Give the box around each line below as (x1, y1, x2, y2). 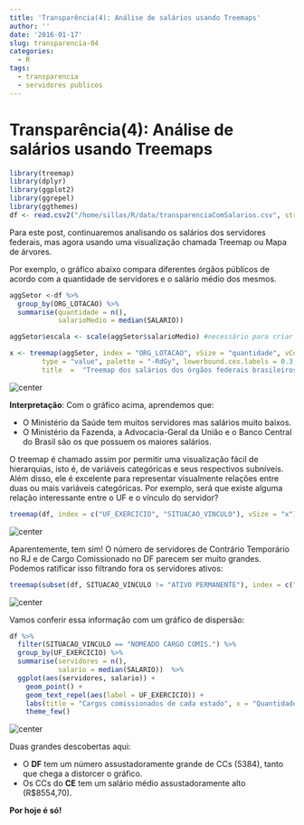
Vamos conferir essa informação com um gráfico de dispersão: (9, 614, 245, 625)
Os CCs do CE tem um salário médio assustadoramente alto (22, 778, 246, 789)
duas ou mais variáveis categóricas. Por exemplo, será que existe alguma (9, 482, 283, 493)
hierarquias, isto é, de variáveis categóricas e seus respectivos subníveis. (9, 463, 284, 474)
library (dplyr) (9, 177, 67, 186)
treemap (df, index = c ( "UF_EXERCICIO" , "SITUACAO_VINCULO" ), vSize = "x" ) (9, 509, 298, 518)
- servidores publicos (17, 81, 103, 90)
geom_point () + (25, 682, 83, 691)
